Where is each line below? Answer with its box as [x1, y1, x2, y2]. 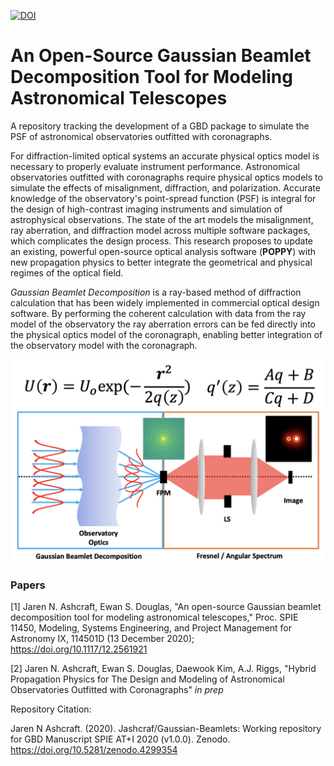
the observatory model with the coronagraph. [10, 339, 198, 351]
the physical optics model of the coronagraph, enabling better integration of [10, 328, 323, 340]
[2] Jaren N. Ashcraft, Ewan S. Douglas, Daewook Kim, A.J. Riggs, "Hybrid [10, 663, 317, 675]
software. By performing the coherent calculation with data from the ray [10, 307, 307, 319]
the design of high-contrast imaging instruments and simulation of [10, 203, 283, 215]
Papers [10, 578, 46, 592]
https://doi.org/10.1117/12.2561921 [10, 643, 148, 655]
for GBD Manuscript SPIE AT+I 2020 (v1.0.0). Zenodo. [10, 733, 231, 745]
